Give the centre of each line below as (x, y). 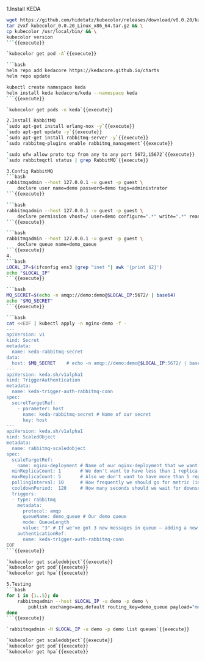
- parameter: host (41, 408)
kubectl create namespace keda (46, 87)
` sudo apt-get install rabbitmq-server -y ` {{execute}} (77, 138)
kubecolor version (30, 37)
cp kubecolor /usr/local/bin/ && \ (52, 31)
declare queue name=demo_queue (57, 245)
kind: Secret (23, 341)
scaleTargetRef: (32, 460)
